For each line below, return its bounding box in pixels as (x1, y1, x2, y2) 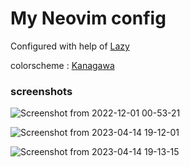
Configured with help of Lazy (10, 40, 130, 52)
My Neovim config (10, 7, 167, 30)
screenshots (10, 84, 73, 98)
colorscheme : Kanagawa (10, 59, 115, 71)
